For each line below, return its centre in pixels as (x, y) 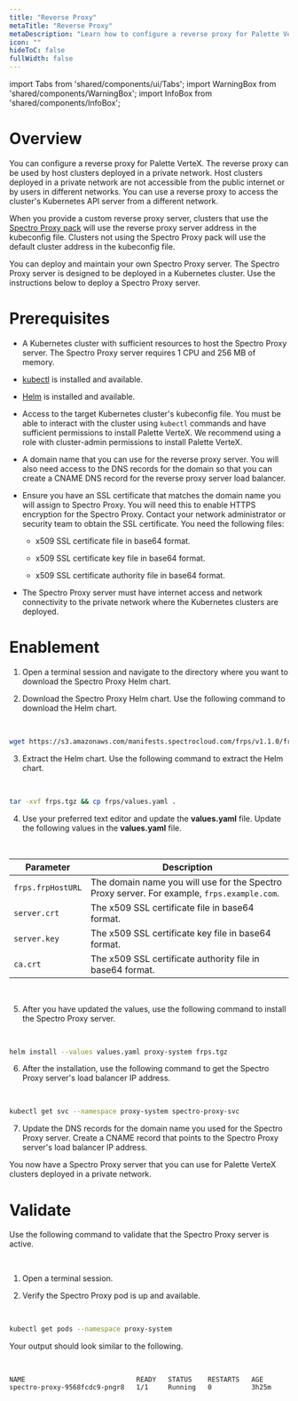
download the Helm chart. (69, 708)
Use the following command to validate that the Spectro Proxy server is (139, 1235)
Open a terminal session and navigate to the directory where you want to (155, 672)
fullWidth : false (41, 59)
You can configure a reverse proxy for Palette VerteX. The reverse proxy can (149, 163)
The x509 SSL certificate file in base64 (172, 907)
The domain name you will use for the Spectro (186, 882)
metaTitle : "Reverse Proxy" (61, 26)
